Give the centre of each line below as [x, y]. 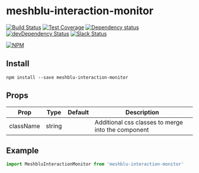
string [54, 126]
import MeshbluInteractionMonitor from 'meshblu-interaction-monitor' [95, 164]
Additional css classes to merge [139, 122]
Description [142, 112]
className [25, 126]
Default [78, 112]
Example [23, 150]
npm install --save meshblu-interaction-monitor [67, 77]
